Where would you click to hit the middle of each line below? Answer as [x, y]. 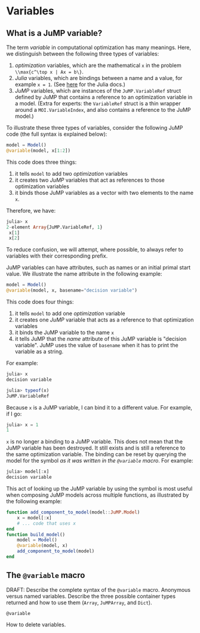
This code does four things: [40, 302]
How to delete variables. [36, 624]
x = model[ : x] [34, 518]
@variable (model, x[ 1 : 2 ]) [38, 151]
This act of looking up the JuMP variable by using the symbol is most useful [99, 489]
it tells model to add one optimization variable [70, 313]
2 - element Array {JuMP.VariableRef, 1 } [54, 227]
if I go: [14, 414]
